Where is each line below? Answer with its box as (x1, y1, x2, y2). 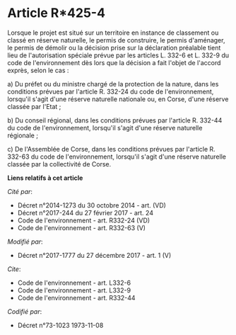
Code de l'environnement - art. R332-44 (17, 293, 136, 302)
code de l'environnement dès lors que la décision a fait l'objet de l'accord (7, 58, 221, 67)
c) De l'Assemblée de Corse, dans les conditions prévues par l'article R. (7, 144, 216, 153)
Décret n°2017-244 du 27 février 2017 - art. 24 (17, 208, 154, 217)
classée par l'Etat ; (7, 102, 61, 110)
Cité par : (7, 187, 33, 195)
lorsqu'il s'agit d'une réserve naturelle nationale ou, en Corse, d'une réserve (7, 94, 229, 103)
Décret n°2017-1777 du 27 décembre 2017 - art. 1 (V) (17, 251, 172, 259)
